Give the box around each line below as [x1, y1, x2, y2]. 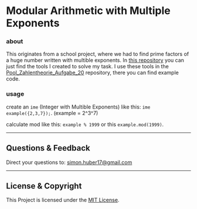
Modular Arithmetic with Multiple [6, 4, 171, 18]
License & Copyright [6, 181, 82, 191]
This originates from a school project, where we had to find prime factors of [6, 51, 189, 58]
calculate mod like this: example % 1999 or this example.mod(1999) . [6, 121, 164, 128]
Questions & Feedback [6, 143, 90, 153]
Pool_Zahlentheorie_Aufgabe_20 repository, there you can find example [6, 69, 179, 76]
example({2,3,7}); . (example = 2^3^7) [6, 109, 98, 116]
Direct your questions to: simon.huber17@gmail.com [6, 159, 133, 166]
